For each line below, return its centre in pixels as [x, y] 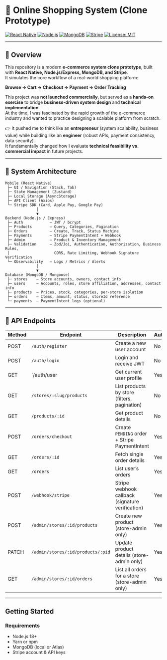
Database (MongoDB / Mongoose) [38, 275]
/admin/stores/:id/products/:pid [71, 552]
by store [125, 393]
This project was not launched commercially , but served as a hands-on [80, 97]
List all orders [131, 570]
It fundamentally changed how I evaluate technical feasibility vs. [72, 146]
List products [130, 386]
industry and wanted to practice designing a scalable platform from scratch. [83, 118]
